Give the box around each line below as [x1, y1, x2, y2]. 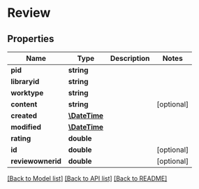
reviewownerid [10, 156, 61, 166]
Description [110, 54, 150, 63]
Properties [7, 33, 54, 45]
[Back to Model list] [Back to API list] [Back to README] [7, 174, 168, 183]
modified [10, 122, 42, 132]
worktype [10, 88, 44, 97]
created [10, 111, 37, 120]
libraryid [10, 77, 40, 86]
